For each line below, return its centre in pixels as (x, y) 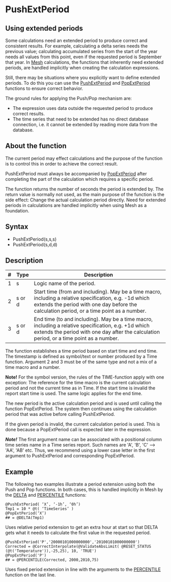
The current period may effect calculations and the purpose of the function (84, 158)
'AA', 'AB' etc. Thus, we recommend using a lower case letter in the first (80, 450)
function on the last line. (31, 575)
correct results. (28, 114)
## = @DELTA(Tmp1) (25, 518)
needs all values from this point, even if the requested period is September (83, 57)
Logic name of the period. (65, 284)
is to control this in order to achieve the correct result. (62, 164)
